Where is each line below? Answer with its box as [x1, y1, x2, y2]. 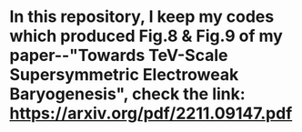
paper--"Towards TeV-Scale [9, 46, 228, 66]
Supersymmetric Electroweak [9, 65, 239, 86]
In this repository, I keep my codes [9, 6, 275, 27]
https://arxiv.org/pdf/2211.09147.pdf [9, 103, 293, 124]
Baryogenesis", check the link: [9, 84, 246, 105]
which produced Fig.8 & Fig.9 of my [9, 25, 284, 46]
